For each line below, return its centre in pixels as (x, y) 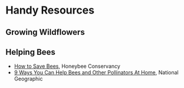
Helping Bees (30, 52)
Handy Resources (50, 10)
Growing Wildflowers (45, 32)
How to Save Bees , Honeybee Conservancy (67, 66)
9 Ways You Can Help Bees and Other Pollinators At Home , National (96, 73)
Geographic (28, 79)
